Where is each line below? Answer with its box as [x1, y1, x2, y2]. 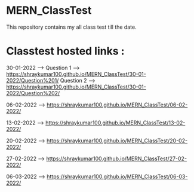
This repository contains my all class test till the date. [6, 23, 137, 31]
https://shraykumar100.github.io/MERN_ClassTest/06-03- [47, 173, 188, 180]
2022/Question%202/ [6, 89, 60, 96]
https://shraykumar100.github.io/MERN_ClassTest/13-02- [45, 119, 186, 126]
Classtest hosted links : [6, 44, 125, 58]
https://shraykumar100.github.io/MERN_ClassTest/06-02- [47, 101, 188, 108]
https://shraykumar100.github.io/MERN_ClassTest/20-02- [47, 137, 188, 144]
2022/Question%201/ [6, 77, 59, 84]
